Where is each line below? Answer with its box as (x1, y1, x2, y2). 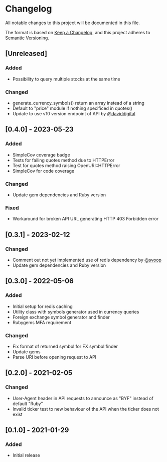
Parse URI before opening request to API (12, 354, 97, 360)
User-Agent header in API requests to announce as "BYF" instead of (12, 395, 154, 401)
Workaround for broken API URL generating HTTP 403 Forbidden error (12, 216, 159, 222)
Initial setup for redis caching (12, 303, 73, 310)
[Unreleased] (5, 49, 48, 58)
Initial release (12, 452, 40, 458)
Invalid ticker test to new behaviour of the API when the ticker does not (12, 406, 159, 412)
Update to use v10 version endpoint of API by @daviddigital (12, 110, 135, 116)
